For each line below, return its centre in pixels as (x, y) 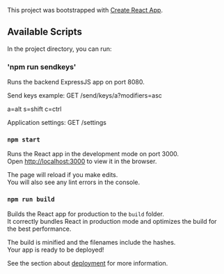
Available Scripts (45, 32)
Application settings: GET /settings (57, 123)
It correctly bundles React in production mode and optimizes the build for (112, 221)
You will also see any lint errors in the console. (74, 182)
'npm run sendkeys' (42, 67)
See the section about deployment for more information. (88, 263)
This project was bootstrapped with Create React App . (85, 10)
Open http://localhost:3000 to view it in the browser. (82, 161)
